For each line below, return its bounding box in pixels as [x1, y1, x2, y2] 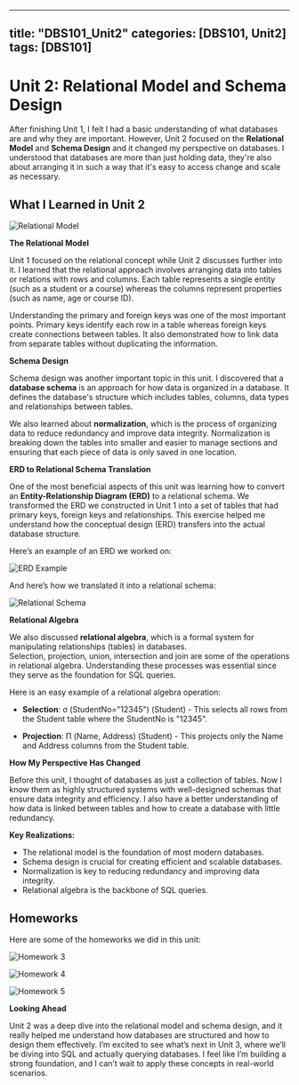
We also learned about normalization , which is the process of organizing [9, 419, 278, 430]
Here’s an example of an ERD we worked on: [9, 546, 172, 557]
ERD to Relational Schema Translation [9, 464, 151, 475]
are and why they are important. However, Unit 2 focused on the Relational [9, 133, 285, 144]
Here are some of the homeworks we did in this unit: [9, 934, 201, 944]
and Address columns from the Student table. [21, 740, 190, 751]
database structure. [9, 528, 82, 539]
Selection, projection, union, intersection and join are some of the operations [9, 651, 290, 662]
